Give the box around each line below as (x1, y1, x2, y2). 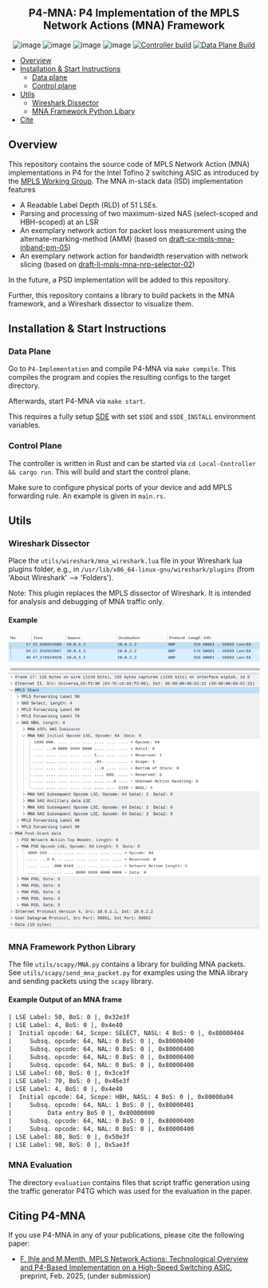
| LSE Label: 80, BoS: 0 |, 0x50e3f (8, 1133, 130, 1141)
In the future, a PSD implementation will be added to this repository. (8, 275, 231, 284)
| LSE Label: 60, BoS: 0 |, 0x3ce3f (8, 1069, 130, 1077)
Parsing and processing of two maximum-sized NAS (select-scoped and (19, 208, 258, 218)
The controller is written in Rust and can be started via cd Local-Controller (8, 458, 257, 468)
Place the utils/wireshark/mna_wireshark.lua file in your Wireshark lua (8, 556, 243, 566)
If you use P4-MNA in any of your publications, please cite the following (8, 1231, 245, 1240)
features (8, 184, 36, 194)
